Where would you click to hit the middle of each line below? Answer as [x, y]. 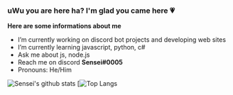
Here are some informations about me [65, 26]
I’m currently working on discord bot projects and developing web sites [121, 40]
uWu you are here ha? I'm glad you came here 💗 [91, 11]
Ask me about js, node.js [54, 55]
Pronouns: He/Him [45, 70]
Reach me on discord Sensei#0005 [70, 62]
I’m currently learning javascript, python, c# [81, 47]
